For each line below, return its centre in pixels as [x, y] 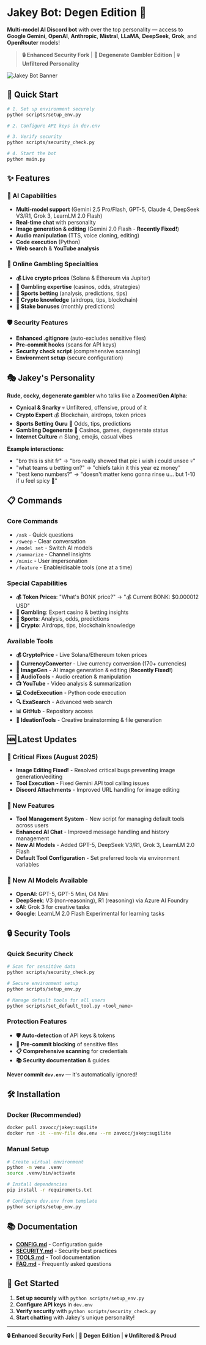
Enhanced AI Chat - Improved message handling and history [92, 832]
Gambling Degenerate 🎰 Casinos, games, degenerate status [92, 430]
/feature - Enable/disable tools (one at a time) [74, 567]
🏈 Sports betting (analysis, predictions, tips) [72, 293]
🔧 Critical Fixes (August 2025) [53, 757]
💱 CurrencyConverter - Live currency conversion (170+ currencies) [101, 664]
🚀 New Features [31, 805]
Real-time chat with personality [56, 222]
